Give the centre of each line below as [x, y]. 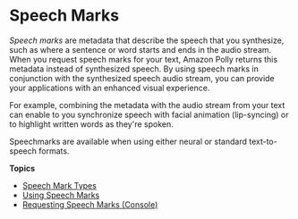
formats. [54, 151]
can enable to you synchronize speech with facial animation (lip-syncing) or [149, 114]
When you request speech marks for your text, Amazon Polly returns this [144, 59]
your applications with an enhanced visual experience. [110, 88]
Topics [22, 168]
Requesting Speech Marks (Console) [90, 204]
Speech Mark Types [59, 185]
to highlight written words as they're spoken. [91, 124]
